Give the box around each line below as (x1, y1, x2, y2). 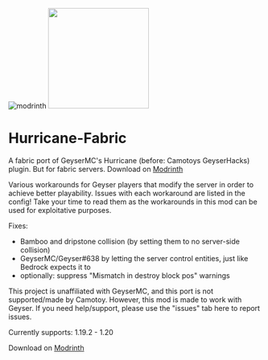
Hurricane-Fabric (8, 129, 127, 148)
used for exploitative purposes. (8, 205, 112, 215)
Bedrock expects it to (19, 262, 91, 272)
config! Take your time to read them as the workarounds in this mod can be (8, 197, 258, 207)
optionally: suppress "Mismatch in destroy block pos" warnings (19, 270, 231, 280)
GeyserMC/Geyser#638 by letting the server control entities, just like (19, 253, 249, 263)
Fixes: (8, 221, 28, 231)
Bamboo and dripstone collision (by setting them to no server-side (19, 236, 240, 246)
